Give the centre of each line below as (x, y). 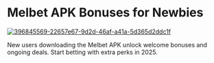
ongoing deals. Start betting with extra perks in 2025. (82, 52)
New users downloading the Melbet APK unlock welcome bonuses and (107, 45)
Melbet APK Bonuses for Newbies (105, 13)
